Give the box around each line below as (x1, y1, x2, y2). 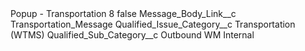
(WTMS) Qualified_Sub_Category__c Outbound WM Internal (10, 29, 255, 41)
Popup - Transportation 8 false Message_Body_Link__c (10, 8, 237, 19)
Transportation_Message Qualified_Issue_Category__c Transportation (10, 18, 296, 30)
